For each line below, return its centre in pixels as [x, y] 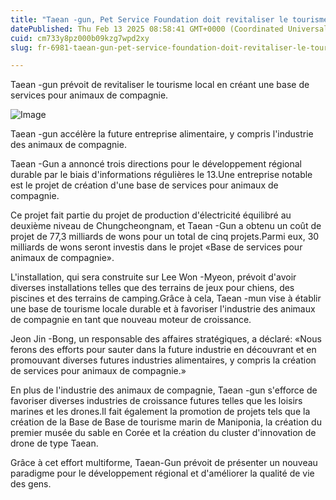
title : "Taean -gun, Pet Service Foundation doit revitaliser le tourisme [169, 19]
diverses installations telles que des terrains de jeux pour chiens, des [152, 288]
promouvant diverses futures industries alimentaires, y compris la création [163, 360]
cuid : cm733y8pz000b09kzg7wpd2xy [80, 38]
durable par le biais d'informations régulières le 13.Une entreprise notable [161, 175]
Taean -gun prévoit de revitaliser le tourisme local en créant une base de [160, 85]
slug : [21, 47]
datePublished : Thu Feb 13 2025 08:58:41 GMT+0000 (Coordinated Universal [169, 29]
